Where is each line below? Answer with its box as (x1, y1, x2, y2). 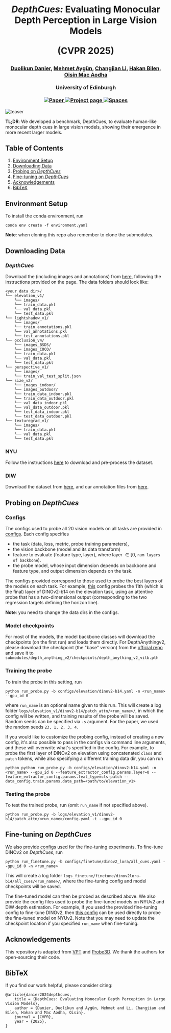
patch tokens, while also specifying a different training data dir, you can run (5, 755, 163, 761)
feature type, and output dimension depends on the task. (12, 568, 133, 574)
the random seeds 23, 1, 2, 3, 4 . (5, 724, 78, 730)
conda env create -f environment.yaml (5, 223, 88, 228)
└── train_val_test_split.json (14, 374, 81, 379)
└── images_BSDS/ (14, 342, 52, 348)
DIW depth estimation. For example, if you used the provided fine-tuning (5, 904, 158, 910)
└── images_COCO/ (14, 347, 52, 352)
